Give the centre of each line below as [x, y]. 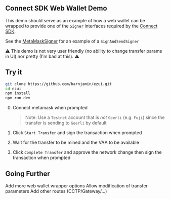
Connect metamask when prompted [50, 108]
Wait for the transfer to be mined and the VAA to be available [76, 143]
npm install [18, 93]
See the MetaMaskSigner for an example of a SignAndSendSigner [72, 41]
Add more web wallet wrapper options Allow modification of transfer [77, 186]
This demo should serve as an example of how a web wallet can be [75, 20]
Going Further [28, 173]
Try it [14, 72]
